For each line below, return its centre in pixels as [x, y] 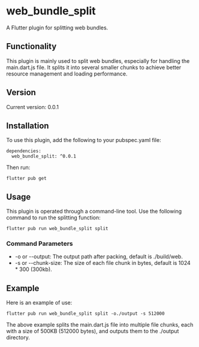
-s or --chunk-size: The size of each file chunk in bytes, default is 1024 [102, 263]
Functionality [31, 46]
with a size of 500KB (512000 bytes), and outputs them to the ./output [93, 331]
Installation [28, 126]
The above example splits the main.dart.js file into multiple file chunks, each [100, 325]
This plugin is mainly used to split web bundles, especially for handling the [98, 61]
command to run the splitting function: [53, 218]
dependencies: [24, 151]
